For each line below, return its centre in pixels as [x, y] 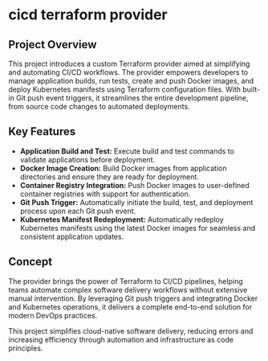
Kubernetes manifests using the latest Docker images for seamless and [138, 228]
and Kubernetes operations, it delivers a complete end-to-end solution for [130, 306]
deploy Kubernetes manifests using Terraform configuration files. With [125, 89]
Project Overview [53, 45]
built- [252, 89]
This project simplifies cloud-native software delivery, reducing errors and [131, 330]
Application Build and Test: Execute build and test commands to [127, 151]
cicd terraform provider [88, 15]
